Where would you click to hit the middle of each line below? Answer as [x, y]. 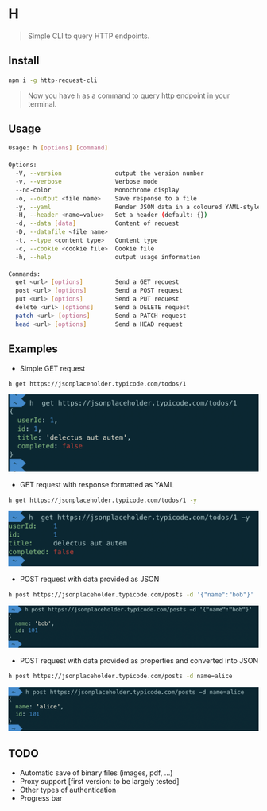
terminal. [42, 103]
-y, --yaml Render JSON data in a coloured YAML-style [138, 207]
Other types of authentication [68, 790]
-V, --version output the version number [110, 173]
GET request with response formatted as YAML [97, 484]
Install [24, 61]
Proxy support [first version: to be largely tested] [99, 781]
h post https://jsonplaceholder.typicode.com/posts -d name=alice [120, 677]
